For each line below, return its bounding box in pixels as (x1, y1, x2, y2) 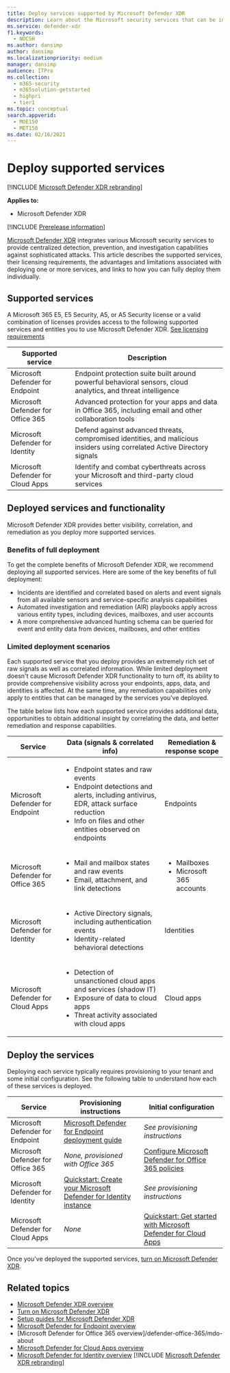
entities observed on (74, 824, 140, 834)
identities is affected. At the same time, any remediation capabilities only (7, 686, 212, 695)
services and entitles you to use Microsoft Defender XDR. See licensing (7, 325, 209, 333)
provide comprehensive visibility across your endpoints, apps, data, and (7, 679, 210, 688)
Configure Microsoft (143, 1146, 209, 1156)
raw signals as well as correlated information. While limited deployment (7, 665, 208, 673)
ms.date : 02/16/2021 (7, 131, 66, 138)
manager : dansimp (7, 61, 57, 68)
